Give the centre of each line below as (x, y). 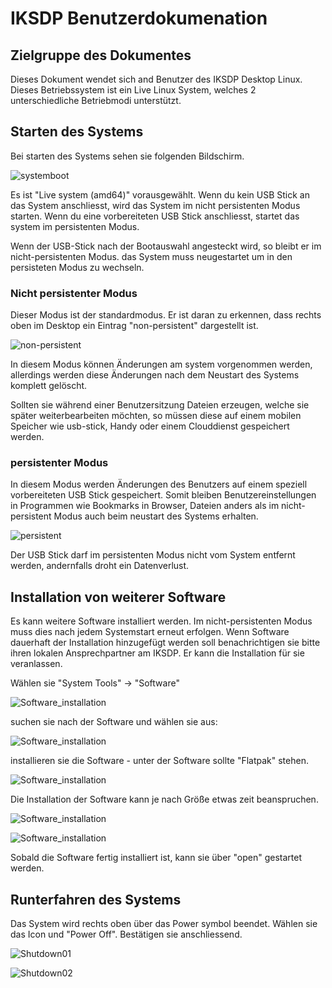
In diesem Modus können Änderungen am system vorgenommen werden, (161, 364)
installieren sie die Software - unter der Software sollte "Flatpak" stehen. (159, 761)
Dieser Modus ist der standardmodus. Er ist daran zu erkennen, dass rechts (166, 315)
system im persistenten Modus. (75, 226)
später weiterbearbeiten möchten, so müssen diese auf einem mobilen (156, 416)
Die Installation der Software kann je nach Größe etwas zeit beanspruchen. (164, 799)
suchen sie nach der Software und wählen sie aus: (114, 722)
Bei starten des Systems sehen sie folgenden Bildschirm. (127, 156)
